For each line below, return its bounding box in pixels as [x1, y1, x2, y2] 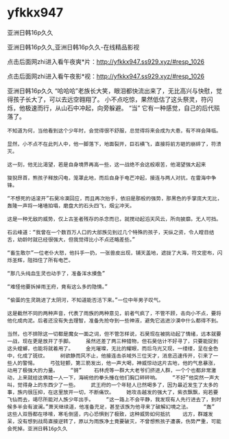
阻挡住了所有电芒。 [27, 257, 74, 263]
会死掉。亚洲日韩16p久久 [7, 425, 68, 432]
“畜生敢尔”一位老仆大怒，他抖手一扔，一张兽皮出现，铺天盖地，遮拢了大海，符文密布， [7, 249, 217, 257]
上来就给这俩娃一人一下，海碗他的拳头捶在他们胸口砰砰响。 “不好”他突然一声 [16, 374, 215, 381]
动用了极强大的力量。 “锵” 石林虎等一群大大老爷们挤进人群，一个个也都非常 [7, 367, 211, 374]
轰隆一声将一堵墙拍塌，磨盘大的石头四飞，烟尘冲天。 [7, 202, 135, 209]
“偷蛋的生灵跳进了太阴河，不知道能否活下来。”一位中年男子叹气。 [7, 296, 165, 303]
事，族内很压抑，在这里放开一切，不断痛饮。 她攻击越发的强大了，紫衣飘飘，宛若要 [7, 389, 219, 396]
